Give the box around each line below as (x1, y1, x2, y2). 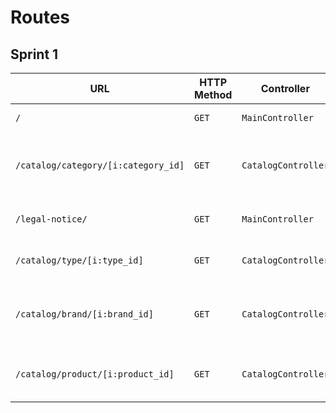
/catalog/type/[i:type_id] (15, 255, 144, 266)
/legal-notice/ (15, 214, 88, 225)
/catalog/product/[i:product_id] (15, 369, 175, 380)
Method (194, 88, 233, 101)
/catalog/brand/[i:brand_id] (15, 309, 154, 320)
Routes (10, 6, 70, 29)
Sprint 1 (10, 46, 59, 63)
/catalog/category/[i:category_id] (15, 160, 185, 171)
